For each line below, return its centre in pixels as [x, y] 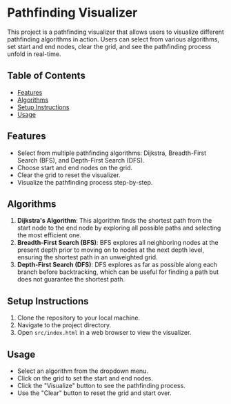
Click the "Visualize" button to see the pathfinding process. [101, 386]
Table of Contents [47, 76]
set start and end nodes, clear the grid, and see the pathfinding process [109, 46]
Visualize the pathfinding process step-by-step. [85, 182]
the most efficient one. [49, 235]
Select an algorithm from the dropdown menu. [82, 371]
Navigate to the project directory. [64, 325]
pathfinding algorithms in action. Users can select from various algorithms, [113, 39]
